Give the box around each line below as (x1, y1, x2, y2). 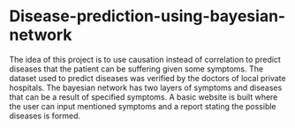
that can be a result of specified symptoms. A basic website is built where (9, 91, 278, 102)
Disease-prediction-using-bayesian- (9, 6, 286, 26)
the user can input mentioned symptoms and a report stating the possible (9, 101, 276, 111)
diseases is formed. (9, 110, 81, 121)
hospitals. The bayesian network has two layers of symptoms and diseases (9, 82, 283, 93)
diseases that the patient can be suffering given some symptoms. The (9, 64, 263, 74)
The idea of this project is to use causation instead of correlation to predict (9, 54, 281, 64)
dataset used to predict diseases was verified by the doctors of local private (9, 72, 286, 83)
